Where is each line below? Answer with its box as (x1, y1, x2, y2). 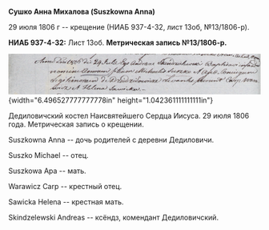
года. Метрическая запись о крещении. (8, 119, 144, 129)
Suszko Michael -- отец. (8, 150, 90, 159)
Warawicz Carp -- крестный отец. (8, 181, 122, 191)
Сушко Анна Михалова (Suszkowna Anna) (8, 7, 156, 16)
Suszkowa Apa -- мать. (8, 166, 86, 176)
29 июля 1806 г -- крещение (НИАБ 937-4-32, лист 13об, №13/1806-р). (8, 22, 250, 31)
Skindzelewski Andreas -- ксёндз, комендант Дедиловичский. (8, 212, 219, 222)
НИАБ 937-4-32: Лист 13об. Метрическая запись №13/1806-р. (8, 38, 227, 47)
